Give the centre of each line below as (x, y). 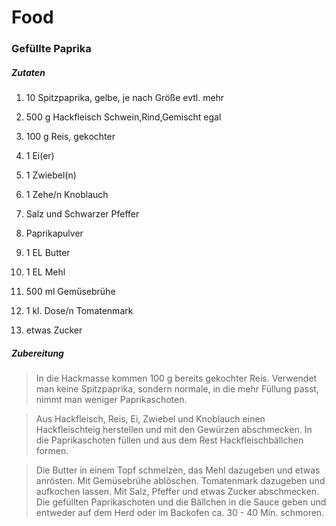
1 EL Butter (48, 253)
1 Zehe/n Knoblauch (67, 195)
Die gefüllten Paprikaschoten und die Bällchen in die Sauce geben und (181, 502)
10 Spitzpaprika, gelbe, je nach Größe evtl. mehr (125, 98)
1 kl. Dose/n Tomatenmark (79, 311)
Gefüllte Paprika (51, 49)
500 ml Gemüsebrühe (70, 292)
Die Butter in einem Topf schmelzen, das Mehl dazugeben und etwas (178, 470)
